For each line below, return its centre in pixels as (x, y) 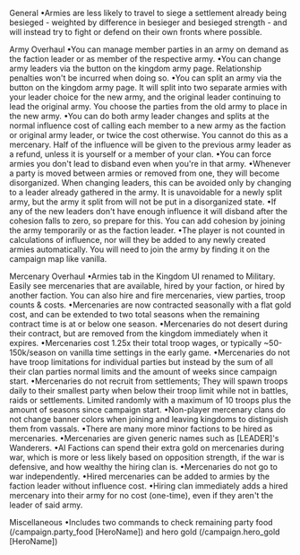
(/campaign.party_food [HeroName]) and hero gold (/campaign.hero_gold (145, 532)
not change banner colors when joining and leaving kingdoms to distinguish (149, 419)
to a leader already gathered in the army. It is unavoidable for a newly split (146, 192)
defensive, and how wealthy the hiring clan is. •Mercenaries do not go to (143, 467)
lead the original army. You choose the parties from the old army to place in (148, 106)
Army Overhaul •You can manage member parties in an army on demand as (149, 49)
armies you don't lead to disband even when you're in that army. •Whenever (150, 164)
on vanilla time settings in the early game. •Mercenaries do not (174, 352)
